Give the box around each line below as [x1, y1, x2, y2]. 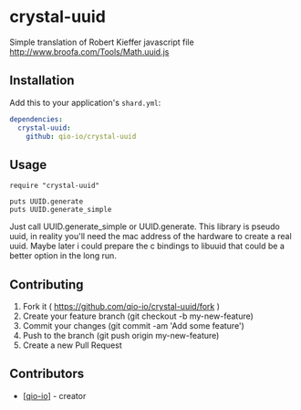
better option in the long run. [9, 250, 117, 261]
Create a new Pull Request [22, 340, 123, 351]
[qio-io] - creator [22, 390, 87, 401]
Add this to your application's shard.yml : [9, 97, 161, 108]
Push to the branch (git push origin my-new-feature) [22, 331, 220, 341]
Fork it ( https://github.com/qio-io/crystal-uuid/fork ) [22, 301, 221, 311]
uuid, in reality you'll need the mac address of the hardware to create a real [9, 231, 292, 242]
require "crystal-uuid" [9, 181, 100, 191]
